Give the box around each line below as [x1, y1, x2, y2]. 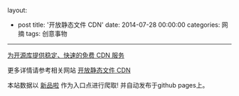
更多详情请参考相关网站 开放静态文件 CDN [7, 66, 131, 74]
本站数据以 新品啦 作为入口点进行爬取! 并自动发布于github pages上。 [7, 81, 209, 89]
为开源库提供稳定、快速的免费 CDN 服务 [7, 51, 124, 59]
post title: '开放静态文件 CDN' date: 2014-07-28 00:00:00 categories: [17, 20, 221, 29]
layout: [7, 6, 27, 14]
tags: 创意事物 [26, 30, 68, 37]
